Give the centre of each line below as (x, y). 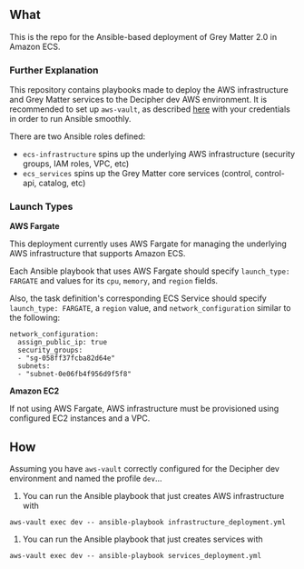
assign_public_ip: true (62, 343)
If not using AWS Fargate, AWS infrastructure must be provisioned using (144, 409)
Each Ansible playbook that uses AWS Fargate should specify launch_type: (150, 271)
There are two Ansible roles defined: (78, 136)
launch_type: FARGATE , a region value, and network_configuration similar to (150, 308)
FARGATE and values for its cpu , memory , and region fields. (114, 281)
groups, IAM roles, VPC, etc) (76, 164)
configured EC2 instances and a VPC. (80, 418)
